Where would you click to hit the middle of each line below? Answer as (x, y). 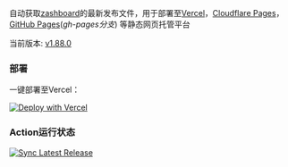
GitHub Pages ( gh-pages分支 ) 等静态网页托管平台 (100, 24)
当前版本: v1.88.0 (40, 43)
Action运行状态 (42, 132)
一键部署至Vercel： (45, 90)
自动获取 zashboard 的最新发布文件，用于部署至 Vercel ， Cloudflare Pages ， (147, 13)
